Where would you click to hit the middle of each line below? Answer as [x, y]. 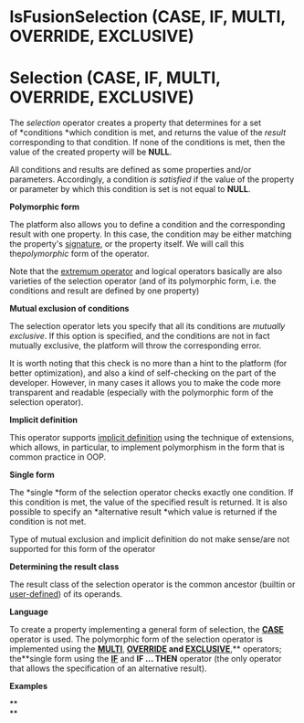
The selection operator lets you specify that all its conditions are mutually [147, 326]
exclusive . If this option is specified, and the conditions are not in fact [140, 336]
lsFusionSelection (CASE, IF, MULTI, [147, 17]
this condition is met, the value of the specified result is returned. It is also [148, 502]
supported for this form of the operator [83, 549]
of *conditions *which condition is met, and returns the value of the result [147, 133]
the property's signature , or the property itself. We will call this [127, 244]
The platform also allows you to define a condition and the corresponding [147, 225]
